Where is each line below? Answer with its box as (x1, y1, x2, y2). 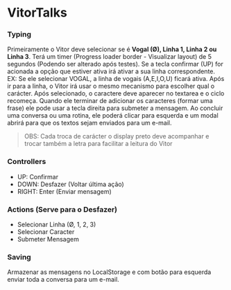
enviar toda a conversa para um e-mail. (7, 275, 119, 284)
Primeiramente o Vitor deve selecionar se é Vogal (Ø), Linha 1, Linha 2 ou (7, 45, 217, 53)
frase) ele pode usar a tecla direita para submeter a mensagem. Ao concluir (7, 104, 223, 112)
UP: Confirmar (17, 172, 59, 181)
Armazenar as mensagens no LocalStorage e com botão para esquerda (7, 268, 212, 276)
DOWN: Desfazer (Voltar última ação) (17, 180, 125, 188)
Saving (7, 253, 31, 262)
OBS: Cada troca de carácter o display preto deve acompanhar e (24, 132, 209, 141)
